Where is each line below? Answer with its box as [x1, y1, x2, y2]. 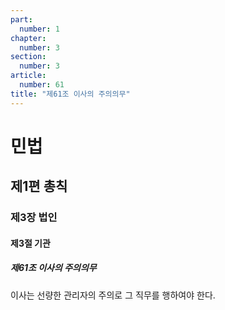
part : [10, 14, 33, 25]
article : [10, 71, 47, 81]
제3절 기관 [10, 237, 51, 249]
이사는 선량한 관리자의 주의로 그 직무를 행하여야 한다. [10, 289, 216, 301]
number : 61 [19, 80, 65, 90]
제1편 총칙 [10, 178, 68, 195]
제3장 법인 [10, 211, 58, 225]
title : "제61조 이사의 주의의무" [10, 89, 131, 99]
